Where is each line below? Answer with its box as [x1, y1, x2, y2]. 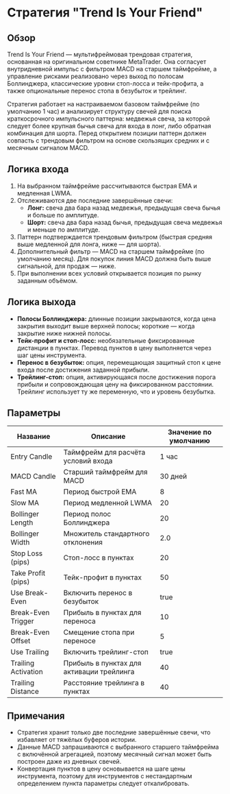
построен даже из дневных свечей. [16, 758, 122, 766]
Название [16, 432, 51, 442]
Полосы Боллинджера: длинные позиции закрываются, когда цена [16, 314, 216, 323]
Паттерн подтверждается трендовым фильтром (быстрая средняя [16, 232, 213, 241]
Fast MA [10, 487, 38, 496]
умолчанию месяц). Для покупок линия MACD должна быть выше [16, 254, 212, 263]
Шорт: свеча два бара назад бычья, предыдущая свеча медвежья [27, 218, 222, 226]
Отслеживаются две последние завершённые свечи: [16, 196, 173, 204]
